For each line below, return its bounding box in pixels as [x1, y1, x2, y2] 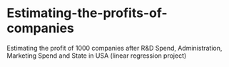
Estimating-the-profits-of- [6, 5, 168, 21]
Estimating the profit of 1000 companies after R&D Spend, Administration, [6, 43, 223, 52]
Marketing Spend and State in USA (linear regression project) [6, 51, 187, 60]
